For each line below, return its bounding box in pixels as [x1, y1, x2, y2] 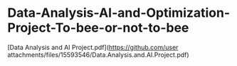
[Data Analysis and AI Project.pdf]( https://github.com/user [7, 43, 179, 51]
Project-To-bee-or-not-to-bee [7, 20, 189, 36]
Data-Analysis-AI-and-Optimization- [7, 5, 231, 21]
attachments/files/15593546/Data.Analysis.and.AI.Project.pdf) [7, 51, 190, 59]
